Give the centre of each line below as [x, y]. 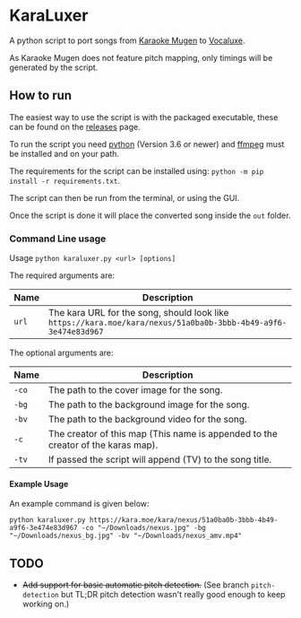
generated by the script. [54, 67]
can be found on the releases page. [75, 126]
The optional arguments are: [61, 353]
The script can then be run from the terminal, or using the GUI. [125, 197]
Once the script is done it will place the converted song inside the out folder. [150, 215]
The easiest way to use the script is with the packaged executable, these [144, 117]
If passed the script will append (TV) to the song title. [160, 460]
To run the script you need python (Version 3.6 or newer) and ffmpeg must [147, 144]
